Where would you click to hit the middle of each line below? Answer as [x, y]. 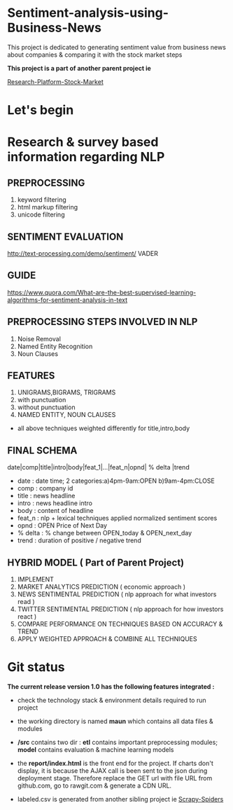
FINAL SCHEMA [42, 450]
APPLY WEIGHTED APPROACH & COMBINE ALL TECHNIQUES [107, 639]
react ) [27, 617]
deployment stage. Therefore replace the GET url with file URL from [115, 778]
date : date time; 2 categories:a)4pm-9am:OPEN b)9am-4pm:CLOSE [116, 481]
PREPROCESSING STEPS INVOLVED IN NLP [103, 322]
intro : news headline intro [55, 503]
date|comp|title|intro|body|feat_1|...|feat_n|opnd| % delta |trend [99, 467]
